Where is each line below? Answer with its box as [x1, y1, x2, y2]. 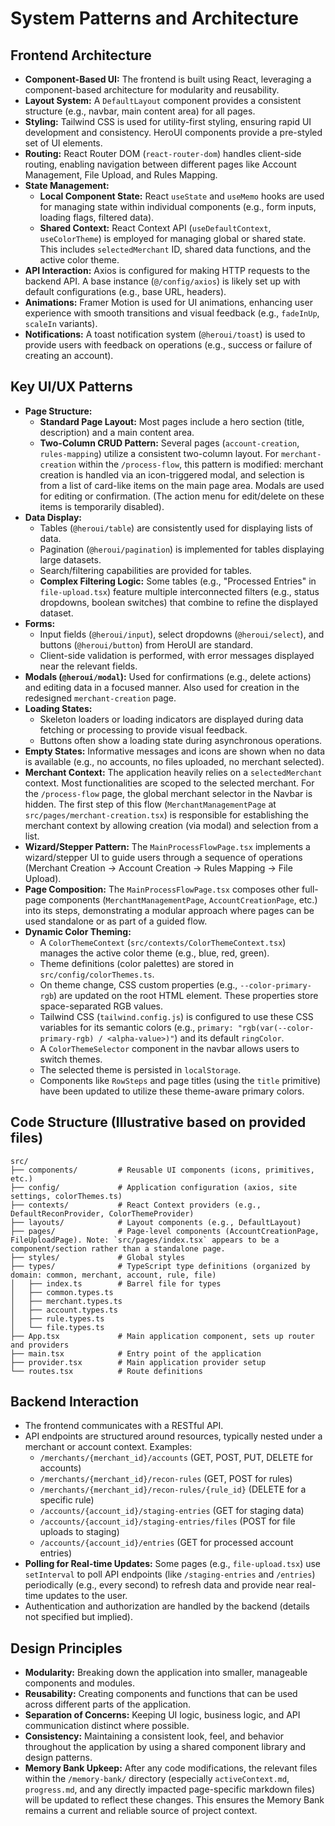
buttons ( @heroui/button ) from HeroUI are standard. [39, 638, 254, 651]
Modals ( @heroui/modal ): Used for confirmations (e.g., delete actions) [24, 670, 312, 682]
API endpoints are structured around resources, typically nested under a [24, 1430, 323, 1442]
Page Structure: [24, 405, 93, 417]
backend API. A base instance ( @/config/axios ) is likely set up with [24, 275, 301, 287]
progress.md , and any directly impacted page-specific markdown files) [24, 1783, 315, 1796]
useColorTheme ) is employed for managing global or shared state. [39, 233, 307, 244]
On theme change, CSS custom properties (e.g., [39, 978, 238, 991]
